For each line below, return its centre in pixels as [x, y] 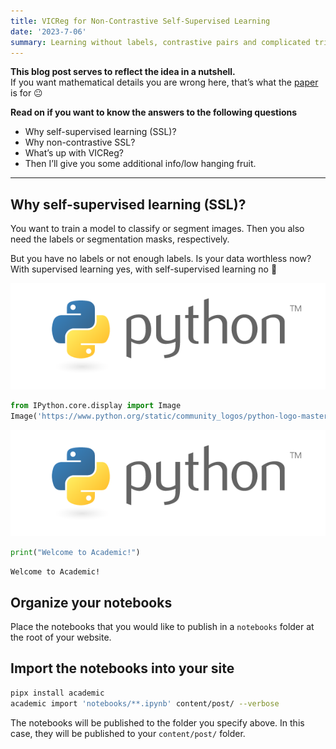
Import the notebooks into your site [122, 668]
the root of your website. [61, 637]
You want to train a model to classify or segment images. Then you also [157, 229]
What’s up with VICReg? [74, 153]
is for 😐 [26, 93]
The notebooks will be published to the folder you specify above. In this [157, 722]
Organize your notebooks [91, 602]
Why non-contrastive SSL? [80, 142]
